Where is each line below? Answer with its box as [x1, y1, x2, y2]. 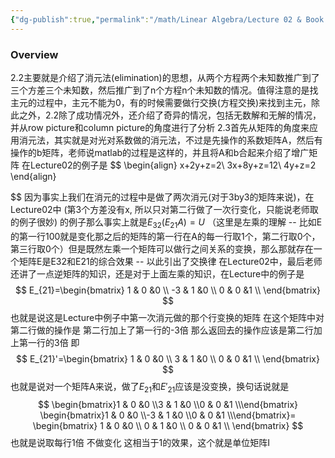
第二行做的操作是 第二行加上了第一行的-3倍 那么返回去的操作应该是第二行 [10, 324, 314, 336]
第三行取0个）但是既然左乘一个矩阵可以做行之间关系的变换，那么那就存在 [10, 242, 314, 255]
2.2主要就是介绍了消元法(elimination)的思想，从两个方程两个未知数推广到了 [10, 71, 320, 83]
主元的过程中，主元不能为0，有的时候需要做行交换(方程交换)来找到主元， [10, 96, 312, 108]
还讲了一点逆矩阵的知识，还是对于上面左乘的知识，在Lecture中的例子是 [10, 267, 305, 280]
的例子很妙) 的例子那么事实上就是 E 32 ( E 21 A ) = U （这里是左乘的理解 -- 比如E [10, 216, 323, 230]
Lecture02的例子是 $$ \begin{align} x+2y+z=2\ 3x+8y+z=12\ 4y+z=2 [29, 159, 317, 171]
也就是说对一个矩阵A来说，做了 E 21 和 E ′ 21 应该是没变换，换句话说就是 [10, 380, 290, 395]
